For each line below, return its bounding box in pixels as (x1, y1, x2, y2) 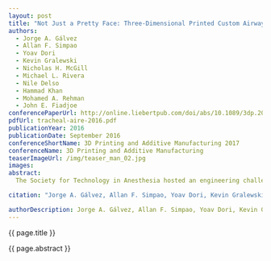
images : (8, 162, 35, 170)
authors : (8, 27, 38, 35)
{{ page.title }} (8, 227, 56, 238)
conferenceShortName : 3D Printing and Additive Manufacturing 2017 (8, 139, 240, 147)
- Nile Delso (15, 79, 60, 87)
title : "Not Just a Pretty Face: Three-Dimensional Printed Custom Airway (8, 19, 265, 27)
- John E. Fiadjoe (15, 101, 78, 110)
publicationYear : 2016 (8, 124, 85, 132)
